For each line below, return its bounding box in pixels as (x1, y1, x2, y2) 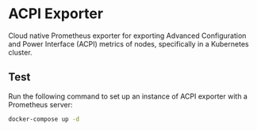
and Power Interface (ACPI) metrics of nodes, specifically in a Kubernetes (8, 39, 249, 48)
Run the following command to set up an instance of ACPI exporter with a (8, 92, 248, 101)
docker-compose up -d (8, 115, 80, 123)
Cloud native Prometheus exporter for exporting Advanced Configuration (8, 31, 247, 40)
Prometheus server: (8, 99, 73, 109)
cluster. (8, 47, 33, 57)
